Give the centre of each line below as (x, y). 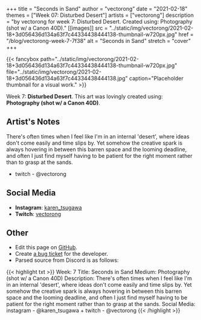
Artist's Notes (33, 122)
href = (186, 34)
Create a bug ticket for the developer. (62, 254)
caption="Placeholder (156, 78)
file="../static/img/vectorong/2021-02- (54, 72)
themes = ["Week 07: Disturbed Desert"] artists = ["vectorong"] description (100, 15)
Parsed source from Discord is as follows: (67, 260)
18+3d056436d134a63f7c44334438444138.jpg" (67, 78)
